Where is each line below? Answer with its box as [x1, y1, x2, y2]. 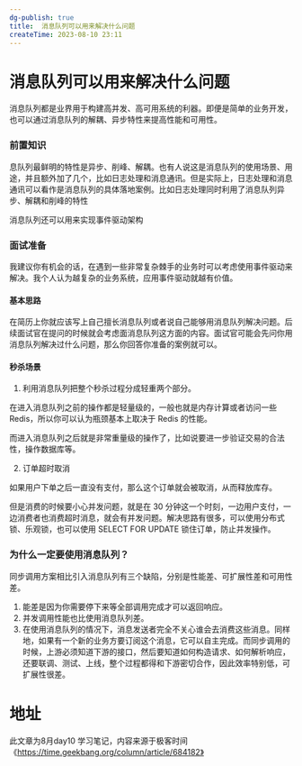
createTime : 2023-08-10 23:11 [9, 30, 123, 39]
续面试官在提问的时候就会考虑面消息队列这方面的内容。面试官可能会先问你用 [9, 328, 293, 339]
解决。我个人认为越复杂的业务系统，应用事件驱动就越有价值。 [9, 272, 238, 283]
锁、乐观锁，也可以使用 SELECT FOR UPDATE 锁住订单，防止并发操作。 [9, 524, 276, 534]
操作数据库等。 [24, 443, 81, 455]
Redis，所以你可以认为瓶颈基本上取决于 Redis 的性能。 [9, 414, 213, 424]
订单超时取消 [22, 463, 70, 474]
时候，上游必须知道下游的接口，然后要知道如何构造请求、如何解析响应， [22, 646, 290, 657]
